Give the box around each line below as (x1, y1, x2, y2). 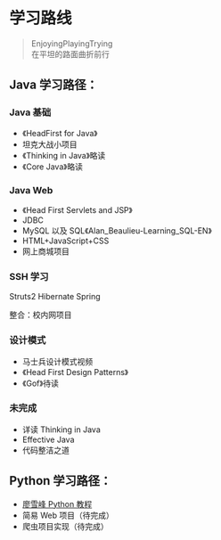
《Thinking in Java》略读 (21, 150, 106, 160)
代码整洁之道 (21, 445, 70, 455)
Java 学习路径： (9, 78, 98, 93)
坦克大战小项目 (21, 139, 78, 150)
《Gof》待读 (21, 378, 60, 389)
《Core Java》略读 (21, 161, 83, 172)
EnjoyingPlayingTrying (30, 37, 113, 49)
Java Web (9, 184, 53, 196)
